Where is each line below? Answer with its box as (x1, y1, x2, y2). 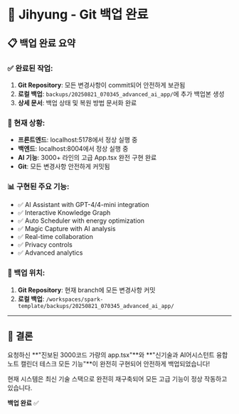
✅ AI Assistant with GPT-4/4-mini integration (17, 201, 149, 209)
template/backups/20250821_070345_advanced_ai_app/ (17, 302, 174, 309)
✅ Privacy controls (17, 240, 73, 249)
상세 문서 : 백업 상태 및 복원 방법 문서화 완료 (17, 98, 137, 107)
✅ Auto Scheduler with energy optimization (17, 216, 144, 225)
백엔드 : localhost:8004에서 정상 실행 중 (17, 144, 129, 153)
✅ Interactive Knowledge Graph (17, 208, 111, 217)
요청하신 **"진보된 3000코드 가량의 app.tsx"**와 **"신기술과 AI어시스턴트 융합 (7, 350, 228, 359)
